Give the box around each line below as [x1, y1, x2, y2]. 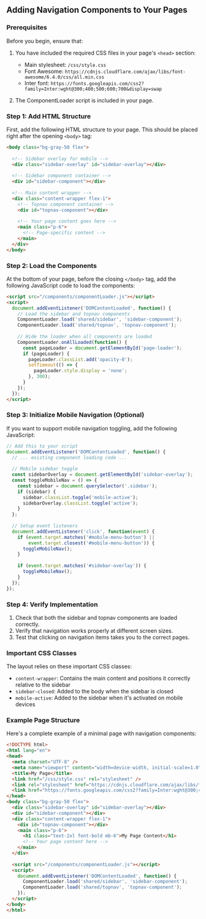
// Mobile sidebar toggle [12, 466, 78, 472]
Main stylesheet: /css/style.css [24, 61, 107, 68]
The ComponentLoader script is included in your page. [15, 96, 154, 104]
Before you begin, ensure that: [6, 37, 83, 45]
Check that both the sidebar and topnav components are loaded [15, 614, 178, 621]
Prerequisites [6, 23, 47, 32]
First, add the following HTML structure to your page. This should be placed [6, 126, 198, 133]
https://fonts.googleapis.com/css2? [50, 80, 144, 86]
